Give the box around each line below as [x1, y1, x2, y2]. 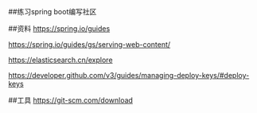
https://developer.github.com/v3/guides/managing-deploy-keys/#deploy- [8, 71, 250, 80]
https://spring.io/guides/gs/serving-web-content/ [8, 40, 171, 49]
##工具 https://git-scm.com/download [8, 95, 134, 105]
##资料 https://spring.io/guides [8, 24, 111, 33]
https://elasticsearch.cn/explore [8, 55, 113, 64]
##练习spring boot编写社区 [8, 7, 97, 16]
